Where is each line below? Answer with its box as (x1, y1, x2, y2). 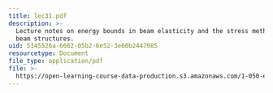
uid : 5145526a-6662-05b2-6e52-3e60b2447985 (8, 42, 158, 50)
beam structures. (15, 34, 75, 43)
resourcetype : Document (8, 49, 89, 57)
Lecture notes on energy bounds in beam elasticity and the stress (15, 27, 249, 35)
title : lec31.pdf (8, 11, 67, 20)
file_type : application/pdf (8, 57, 104, 66)
